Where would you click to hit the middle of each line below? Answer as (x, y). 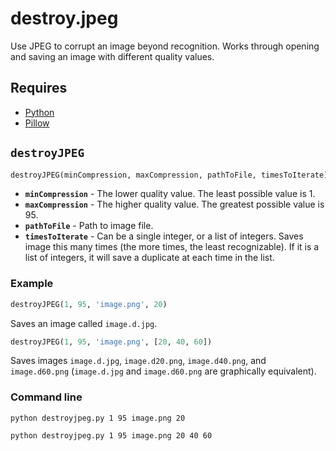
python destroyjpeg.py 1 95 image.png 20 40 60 (111, 435)
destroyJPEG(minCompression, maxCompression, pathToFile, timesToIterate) (169, 175)
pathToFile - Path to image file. (89, 226)
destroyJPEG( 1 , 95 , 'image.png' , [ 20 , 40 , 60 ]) (111, 342)
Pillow (37, 123)
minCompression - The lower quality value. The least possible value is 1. (170, 194)
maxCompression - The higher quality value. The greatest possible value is (174, 204)
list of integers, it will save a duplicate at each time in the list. (149, 258)
